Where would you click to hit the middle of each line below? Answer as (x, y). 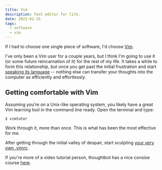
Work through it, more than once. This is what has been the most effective (81, 128)
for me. (12, 133)
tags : (11, 23)
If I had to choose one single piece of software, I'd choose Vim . (70, 47)
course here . (18, 163)
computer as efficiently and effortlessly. (46, 77)
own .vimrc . (17, 148)
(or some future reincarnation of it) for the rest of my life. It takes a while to (81, 61)
